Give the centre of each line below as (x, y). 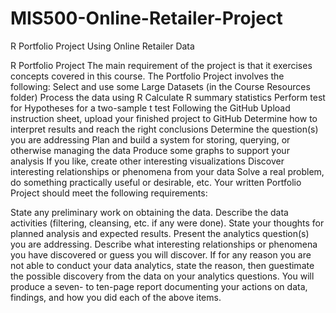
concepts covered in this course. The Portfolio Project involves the (147, 76)
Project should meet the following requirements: (109, 193)
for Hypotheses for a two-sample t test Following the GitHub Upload (150, 108)
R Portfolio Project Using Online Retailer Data (102, 46)
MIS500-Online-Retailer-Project (146, 18)
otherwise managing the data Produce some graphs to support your (150, 150)
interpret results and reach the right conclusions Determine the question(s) (164, 129)
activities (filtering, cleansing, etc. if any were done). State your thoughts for (167, 223)
